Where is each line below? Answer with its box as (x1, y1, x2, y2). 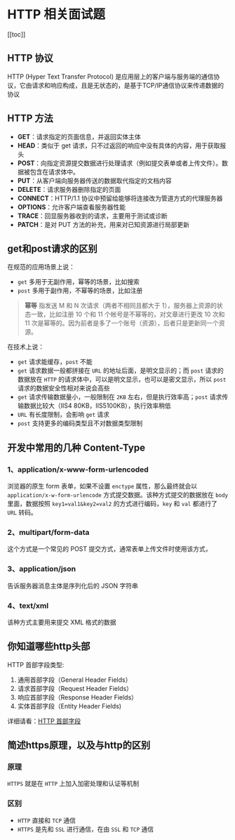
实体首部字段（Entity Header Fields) (17, 702, 121, 710)
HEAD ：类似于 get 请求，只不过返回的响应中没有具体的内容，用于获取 (17, 141, 220, 150)
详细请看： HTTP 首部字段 (7, 716, 81, 725)
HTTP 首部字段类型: (7, 660, 65, 668)
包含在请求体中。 (29, 167, 79, 176)
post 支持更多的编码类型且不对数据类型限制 (17, 419, 143, 427)
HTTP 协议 (7, 52, 54, 64)
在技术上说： (7, 342, 44, 351)
